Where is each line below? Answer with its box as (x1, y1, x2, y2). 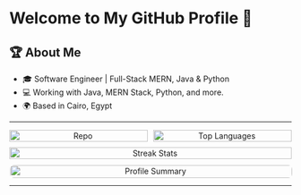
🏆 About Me (9, 45, 82, 60)
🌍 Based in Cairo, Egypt (21, 100, 113, 111)
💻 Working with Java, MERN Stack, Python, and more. (21, 87, 224, 97)
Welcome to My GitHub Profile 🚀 (9, 8, 253, 29)
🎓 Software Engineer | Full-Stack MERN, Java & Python (21, 73, 230, 84)
